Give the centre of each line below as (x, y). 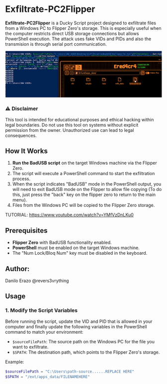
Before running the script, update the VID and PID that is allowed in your (79, 321)
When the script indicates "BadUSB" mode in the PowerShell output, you (87, 184)
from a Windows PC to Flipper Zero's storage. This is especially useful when (83, 28)
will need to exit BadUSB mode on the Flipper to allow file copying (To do (87, 190)
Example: (15, 362)
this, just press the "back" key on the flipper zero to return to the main (84, 194)
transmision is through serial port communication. (56, 44)
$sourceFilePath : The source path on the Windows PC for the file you (83, 341)
